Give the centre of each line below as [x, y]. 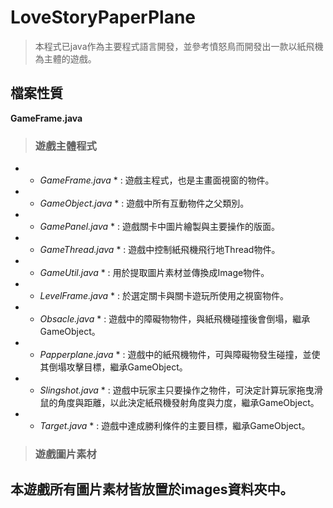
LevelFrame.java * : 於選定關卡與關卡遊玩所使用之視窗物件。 [164, 296]
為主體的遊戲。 [65, 58]
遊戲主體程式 [65, 146]
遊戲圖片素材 [65, 454]
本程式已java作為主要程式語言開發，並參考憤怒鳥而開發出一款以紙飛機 [179, 46]
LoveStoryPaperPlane [103, 17]
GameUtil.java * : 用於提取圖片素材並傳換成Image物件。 [154, 273]
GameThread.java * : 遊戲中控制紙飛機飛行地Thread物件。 [160, 250]
